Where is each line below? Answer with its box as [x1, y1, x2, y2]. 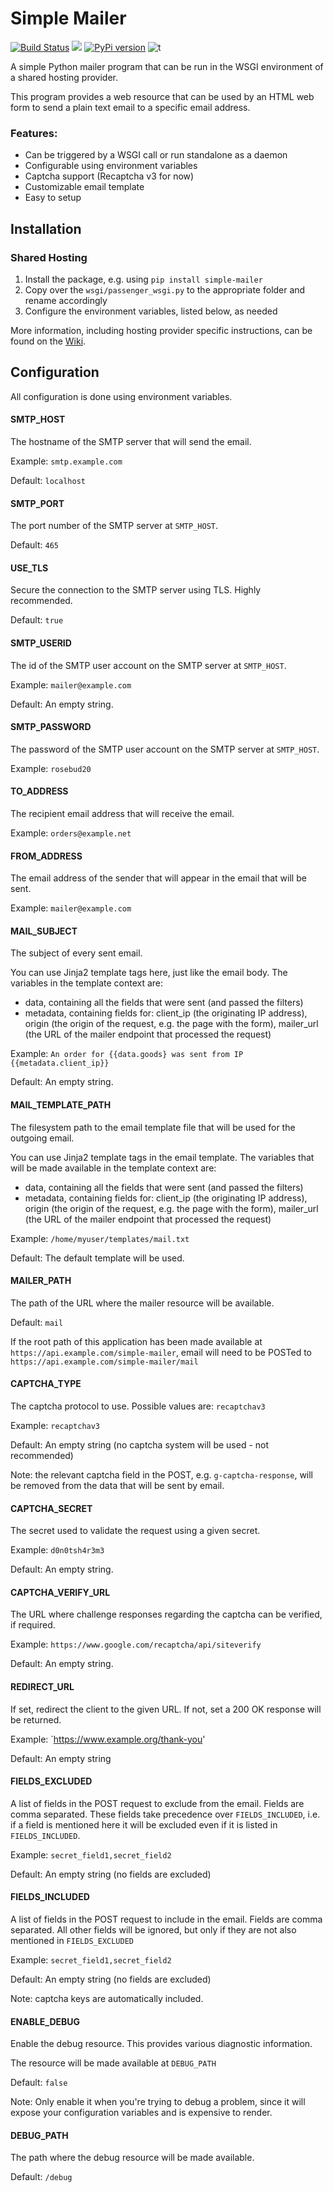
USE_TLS [10, 562, 49, 574]
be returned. [10, 1713, 62, 1726]
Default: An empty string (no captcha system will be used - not [10, 1438, 270, 1451]
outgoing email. [10, 1132, 75, 1144]
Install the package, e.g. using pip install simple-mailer [24, 273, 263, 285]
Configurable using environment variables [24, 160, 198, 172]
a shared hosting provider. [10, 71, 119, 83]
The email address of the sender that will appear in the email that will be [10, 872, 307, 884]
